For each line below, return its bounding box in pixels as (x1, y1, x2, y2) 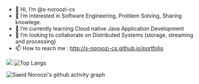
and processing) (15, 38, 56, 45)
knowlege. (15, 19, 41, 25)
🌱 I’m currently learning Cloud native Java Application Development (15, 25, 184, 32)
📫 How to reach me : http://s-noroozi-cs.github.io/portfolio (15, 45, 164, 51)
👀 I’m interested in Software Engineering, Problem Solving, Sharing (15, 12, 182, 19)
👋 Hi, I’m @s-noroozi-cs (15, 6, 75, 13)
